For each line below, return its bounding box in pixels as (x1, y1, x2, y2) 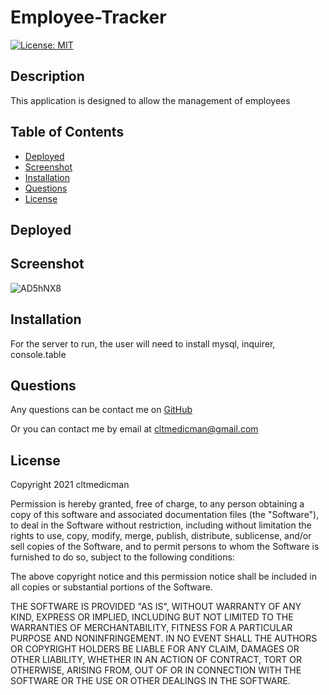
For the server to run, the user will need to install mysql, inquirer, (10, 337, 276, 350)
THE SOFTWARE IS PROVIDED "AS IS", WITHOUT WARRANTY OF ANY (10, 601, 302, 613)
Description (10, 68, 85, 85)
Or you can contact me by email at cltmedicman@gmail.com (10, 423, 259, 435)
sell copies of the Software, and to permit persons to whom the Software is (10, 541, 320, 553)
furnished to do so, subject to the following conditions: (10, 551, 235, 563)
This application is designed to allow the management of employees (10, 94, 291, 106)
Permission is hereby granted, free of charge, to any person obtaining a (10, 498, 305, 510)
